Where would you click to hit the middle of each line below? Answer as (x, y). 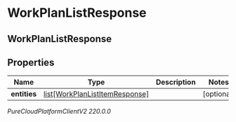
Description (176, 82)
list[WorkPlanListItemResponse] (96, 94)
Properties (31, 62)
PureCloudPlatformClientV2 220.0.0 (59, 111)
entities (24, 94)
